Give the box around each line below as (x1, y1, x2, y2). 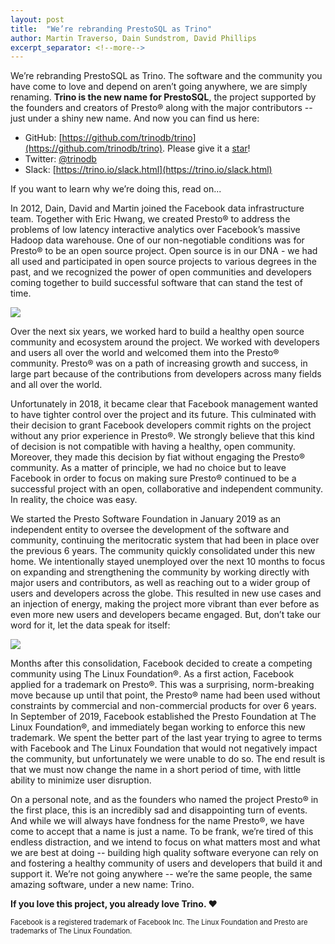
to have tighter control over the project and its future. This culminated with (10, 409, 317, 421)
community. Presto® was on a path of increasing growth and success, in (10, 357, 308, 370)
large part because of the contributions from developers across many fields (10, 368, 322, 380)
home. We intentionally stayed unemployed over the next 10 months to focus (10, 556, 326, 568)
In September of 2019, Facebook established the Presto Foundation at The (10, 711, 317, 723)
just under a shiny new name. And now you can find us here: (10, 112, 260, 125)
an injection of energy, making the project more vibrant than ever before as (10, 598, 320, 610)
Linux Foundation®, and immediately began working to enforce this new (10, 721, 306, 733)
